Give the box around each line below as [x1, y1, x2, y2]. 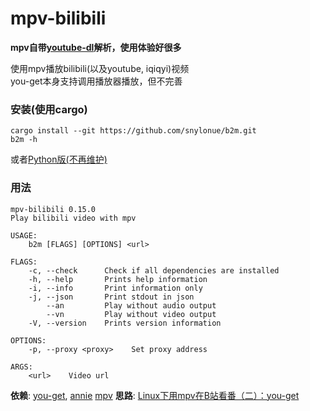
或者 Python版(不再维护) [10, 153, 108, 166]
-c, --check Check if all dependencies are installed [28, 265, 280, 276]
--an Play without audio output [46, 300, 217, 311]
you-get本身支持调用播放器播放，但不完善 [10, 75, 183, 87]
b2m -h [10, 135, 38, 145]
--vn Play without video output [46, 309, 217, 319]
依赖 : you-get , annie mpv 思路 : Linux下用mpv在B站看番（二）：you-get [10, 389, 300, 401]
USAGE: [10, 230, 38, 241]
